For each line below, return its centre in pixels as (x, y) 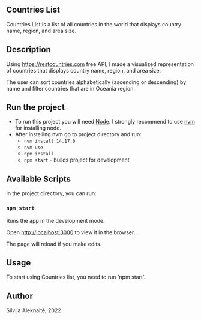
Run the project (35, 107)
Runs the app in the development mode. (55, 220)
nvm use (33, 148)
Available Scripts (38, 179)
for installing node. (38, 128)
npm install (39, 154)
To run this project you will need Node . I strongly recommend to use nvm (105, 122)
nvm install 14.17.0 (49, 141)
